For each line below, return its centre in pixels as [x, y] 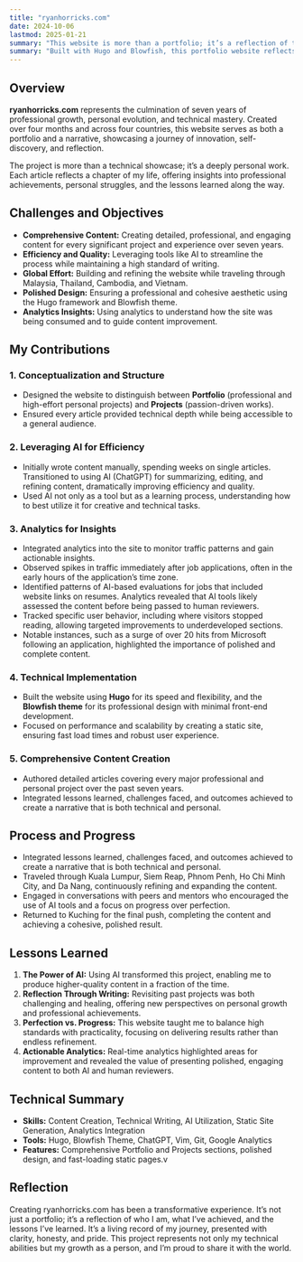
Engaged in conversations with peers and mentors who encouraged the [155, 896]
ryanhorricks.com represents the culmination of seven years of [128, 109]
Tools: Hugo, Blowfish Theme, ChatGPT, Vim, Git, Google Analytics [147, 1140]
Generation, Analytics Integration [84, 1131]
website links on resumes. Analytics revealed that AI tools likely [140, 596]
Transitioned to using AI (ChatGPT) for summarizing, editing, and [142, 476]
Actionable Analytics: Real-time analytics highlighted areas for [140, 1052]
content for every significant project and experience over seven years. [153, 244]
